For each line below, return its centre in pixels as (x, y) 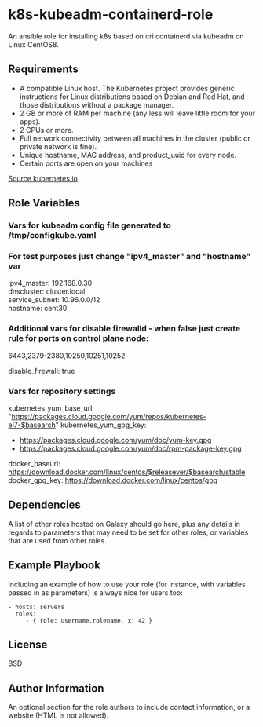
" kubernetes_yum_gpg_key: (101, 425)
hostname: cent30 (38, 309)
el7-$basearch (32, 425)
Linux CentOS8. (33, 44)
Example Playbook (54, 566)
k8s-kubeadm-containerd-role (111, 15)
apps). (30, 121)
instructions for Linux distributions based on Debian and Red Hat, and (132, 97)
